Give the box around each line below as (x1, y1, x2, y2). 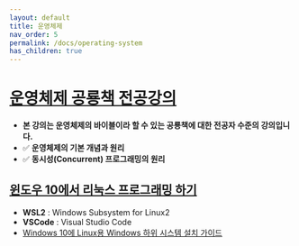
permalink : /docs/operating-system (9, 38, 143, 48)
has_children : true (9, 47, 83, 56)
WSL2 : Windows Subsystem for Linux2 (22, 206, 170, 217)
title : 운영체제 (9, 22, 63, 31)
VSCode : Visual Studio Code (22, 216, 132, 227)
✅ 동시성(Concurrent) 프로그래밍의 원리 (22, 154, 166, 165)
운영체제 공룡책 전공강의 (9, 88, 177, 109)
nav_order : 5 (9, 30, 59, 39)
